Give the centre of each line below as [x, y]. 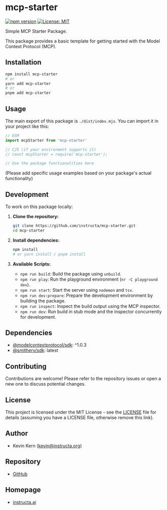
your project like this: [27, 126]
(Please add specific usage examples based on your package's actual [78, 173]
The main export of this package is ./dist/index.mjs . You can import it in [82, 121]
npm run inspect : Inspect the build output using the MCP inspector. [90, 306]
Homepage [23, 490]
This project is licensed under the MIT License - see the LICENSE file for [81, 412]
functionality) [19, 179]
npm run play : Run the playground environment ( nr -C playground [89, 279]
